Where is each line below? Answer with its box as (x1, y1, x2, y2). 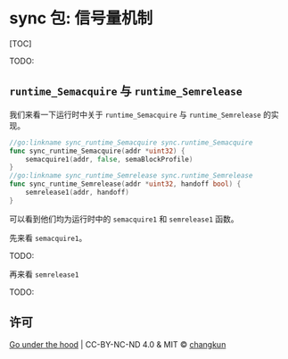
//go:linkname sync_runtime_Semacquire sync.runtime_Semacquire (9, 138, 253, 147)
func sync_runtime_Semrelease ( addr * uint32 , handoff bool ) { (9, 179, 242, 188)
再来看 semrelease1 (9, 269, 79, 280)
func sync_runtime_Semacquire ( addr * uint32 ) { (9, 146, 185, 155)
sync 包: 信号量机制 (9, 8, 153, 29)
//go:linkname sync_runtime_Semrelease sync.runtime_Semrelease (9, 171, 253, 180)
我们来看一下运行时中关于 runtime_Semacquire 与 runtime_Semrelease (9, 109, 261, 120)
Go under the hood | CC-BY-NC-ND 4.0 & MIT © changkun (9, 338, 226, 349)
